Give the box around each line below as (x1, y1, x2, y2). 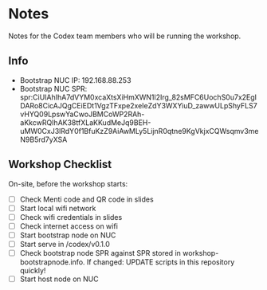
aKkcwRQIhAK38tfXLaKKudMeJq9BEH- (19, 117, 151, 127)
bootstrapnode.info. (19, 257, 85, 267)
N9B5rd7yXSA (19, 135, 68, 144)
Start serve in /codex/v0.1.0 (19, 239, 110, 249)
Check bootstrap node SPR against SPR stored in (19, 248, 182, 257)
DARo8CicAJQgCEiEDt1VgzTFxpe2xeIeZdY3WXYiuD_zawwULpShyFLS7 (19, 100, 257, 110)
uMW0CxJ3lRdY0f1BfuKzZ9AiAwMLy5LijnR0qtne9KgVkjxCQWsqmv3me (19, 126, 259, 135)
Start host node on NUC (19, 274, 99, 284)
